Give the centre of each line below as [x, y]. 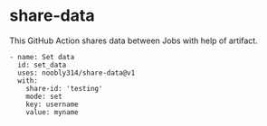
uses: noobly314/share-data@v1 [76, 73]
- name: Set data [42, 57]
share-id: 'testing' [64, 88]
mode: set [44, 96]
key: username [52, 104]
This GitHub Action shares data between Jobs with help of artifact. [133, 40]
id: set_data [42, 65]
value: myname [52, 112]
